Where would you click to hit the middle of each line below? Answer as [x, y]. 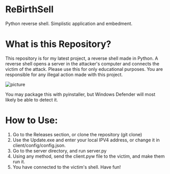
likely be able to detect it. [32, 100]
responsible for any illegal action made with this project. [64, 74]
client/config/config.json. [39, 145]
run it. [19, 161]
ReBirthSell [29, 9]
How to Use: [32, 120]
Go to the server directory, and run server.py [59, 151]
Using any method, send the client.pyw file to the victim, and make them [89, 156]
